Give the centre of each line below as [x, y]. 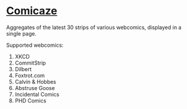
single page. [22, 33]
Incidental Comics [37, 94]
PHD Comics [30, 100]
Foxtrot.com [30, 75]
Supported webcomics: [35, 45]
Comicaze [32, 11]
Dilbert [23, 69]
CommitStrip [30, 63]
